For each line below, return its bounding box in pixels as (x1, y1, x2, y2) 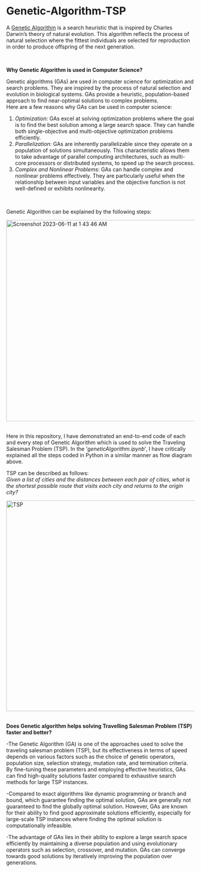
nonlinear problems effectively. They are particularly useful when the (14, 172, 185, 179)
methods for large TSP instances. (6, 778, 89, 785)
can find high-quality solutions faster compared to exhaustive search (6, 772, 176, 779)
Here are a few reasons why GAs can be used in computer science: (6, 103, 172, 110)
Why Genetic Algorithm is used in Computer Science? (6, 66, 143, 73)
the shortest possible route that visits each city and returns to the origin (6, 482, 184, 489)
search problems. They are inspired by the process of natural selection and (6, 84, 191, 91)
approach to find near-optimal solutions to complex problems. (6, 97, 159, 104)
